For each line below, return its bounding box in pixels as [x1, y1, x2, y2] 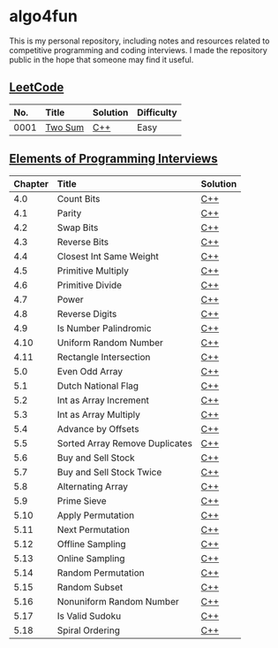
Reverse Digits [56, 307, 117, 320]
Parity [56, 206, 82, 219]
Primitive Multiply [56, 264, 130, 276]
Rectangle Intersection [56, 351, 151, 363]
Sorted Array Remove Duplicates [56, 436, 192, 449]
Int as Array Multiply [56, 408, 141, 420]
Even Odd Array [56, 365, 124, 377]
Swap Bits [56, 221, 99, 234]
